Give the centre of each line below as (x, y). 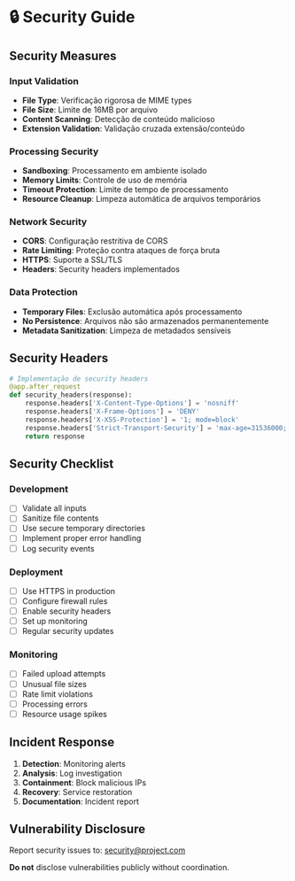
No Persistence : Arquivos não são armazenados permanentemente (145, 321)
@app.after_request (45, 387)
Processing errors (55, 704)
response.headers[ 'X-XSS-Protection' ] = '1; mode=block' (132, 420)
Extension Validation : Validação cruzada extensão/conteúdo (133, 128)
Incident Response (62, 742)
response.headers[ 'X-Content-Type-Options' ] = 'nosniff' (132, 404)
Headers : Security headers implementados (101, 269)
